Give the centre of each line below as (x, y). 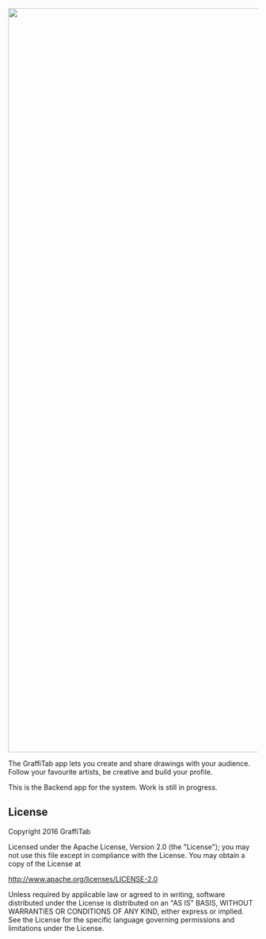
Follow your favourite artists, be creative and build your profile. (110, 772)
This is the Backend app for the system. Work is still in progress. (113, 787)
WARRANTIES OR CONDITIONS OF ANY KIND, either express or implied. (126, 911)
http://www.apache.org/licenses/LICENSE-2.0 (83, 879)
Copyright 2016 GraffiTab (49, 831)
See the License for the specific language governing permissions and (122, 919)
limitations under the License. (56, 928)
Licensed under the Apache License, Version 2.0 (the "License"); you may (129, 847)
